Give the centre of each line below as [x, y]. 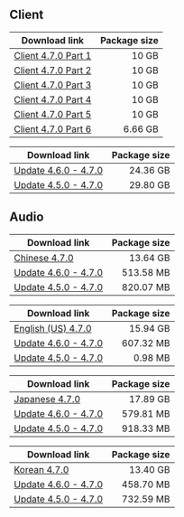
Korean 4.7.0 [41, 469]
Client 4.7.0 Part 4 [53, 99]
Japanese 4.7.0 [47, 399]
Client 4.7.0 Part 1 [53, 55]
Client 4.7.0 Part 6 [53, 128]
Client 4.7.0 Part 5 [53, 114]
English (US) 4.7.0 [53, 328]
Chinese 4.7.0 [44, 258]
